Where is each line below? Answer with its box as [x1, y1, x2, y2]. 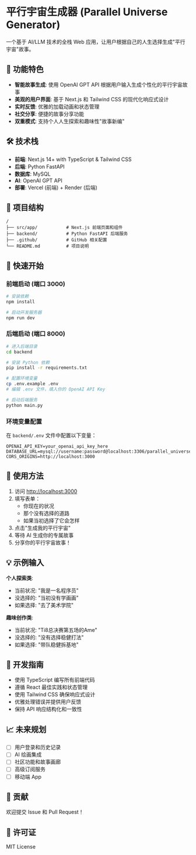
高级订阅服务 [14, 765, 45, 773]
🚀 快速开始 [6, 261, 44, 271]
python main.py [6, 402, 43, 408]
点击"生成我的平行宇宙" [14, 524, 71, 531]
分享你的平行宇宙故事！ [14, 539, 71, 546]
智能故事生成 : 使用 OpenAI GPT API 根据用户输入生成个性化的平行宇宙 [14, 81, 183, 88]
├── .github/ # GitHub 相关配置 [6, 237, 107, 243]
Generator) [6, 18, 61, 32]
